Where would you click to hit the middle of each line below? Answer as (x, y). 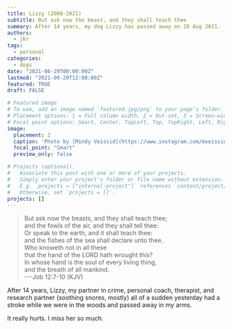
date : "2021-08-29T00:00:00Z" (51, 71)
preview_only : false (43, 154)
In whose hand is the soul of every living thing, (90, 262)
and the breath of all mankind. (67, 270)
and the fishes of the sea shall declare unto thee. (94, 240)
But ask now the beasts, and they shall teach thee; (96, 219)
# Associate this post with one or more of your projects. (97, 173)
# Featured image (32, 103)
